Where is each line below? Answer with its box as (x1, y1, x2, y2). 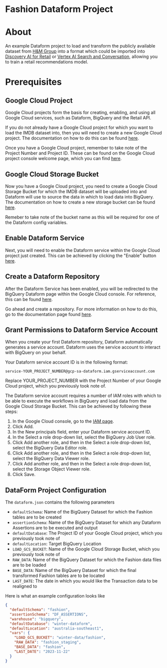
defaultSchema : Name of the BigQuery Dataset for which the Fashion (12, 509, 153, 515)
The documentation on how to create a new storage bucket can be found (5, 199, 156, 205)
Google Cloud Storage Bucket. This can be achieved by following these (5, 403, 152, 409)
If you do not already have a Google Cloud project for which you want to (5, 124, 154, 130)
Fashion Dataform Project (5, 3, 113, 15)
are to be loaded (12, 562, 46, 568)
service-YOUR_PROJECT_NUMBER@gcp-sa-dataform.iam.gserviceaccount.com (5, 369, 155, 374)
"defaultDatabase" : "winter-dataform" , (9, 621, 93, 626)
